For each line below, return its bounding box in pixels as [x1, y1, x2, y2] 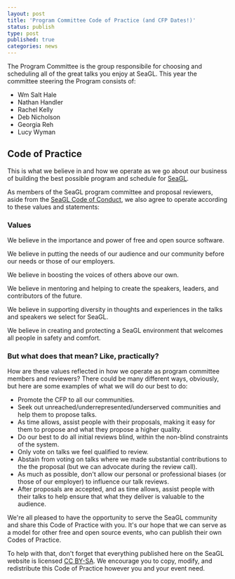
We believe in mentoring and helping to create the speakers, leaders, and [7, 285, 219, 293]
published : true [7, 36, 55, 43]
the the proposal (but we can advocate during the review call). [17, 463, 198, 471]
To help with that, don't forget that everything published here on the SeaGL [7, 550, 224, 558]
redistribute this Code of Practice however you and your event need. [7, 564, 206, 573]
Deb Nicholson [17, 113, 61, 121]
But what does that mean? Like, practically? [7, 351, 159, 361]
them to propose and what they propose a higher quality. [17, 425, 182, 434]
